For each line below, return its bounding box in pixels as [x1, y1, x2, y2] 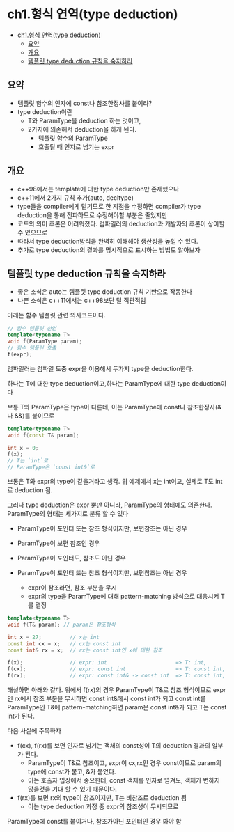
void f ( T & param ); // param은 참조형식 [7, 621, 116, 628]
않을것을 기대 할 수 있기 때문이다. [27, 785, 117, 793]
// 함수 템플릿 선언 [7, 325, 57, 332]
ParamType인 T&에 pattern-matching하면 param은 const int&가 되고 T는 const [7, 703, 227, 711]
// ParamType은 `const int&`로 [7, 464, 95, 471]
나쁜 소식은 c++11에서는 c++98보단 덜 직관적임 [17, 297, 146, 305]
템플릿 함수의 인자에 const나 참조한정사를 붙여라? [17, 99, 152, 107]
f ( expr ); [7, 351, 33, 358]
